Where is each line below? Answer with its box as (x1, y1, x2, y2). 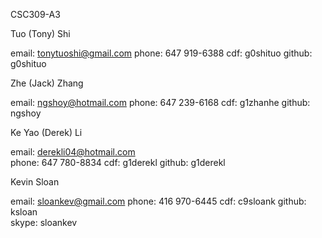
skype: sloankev (10, 217, 78, 228)
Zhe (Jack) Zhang (10, 77, 84, 89)
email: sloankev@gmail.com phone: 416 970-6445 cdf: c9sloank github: (10, 195, 307, 207)
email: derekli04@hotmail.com (10, 146, 136, 158)
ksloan (10, 206, 38, 218)
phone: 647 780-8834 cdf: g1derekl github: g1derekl (10, 157, 226, 168)
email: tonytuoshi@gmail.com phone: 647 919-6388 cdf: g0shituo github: (10, 47, 313, 59)
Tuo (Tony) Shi (10, 28, 71, 39)
